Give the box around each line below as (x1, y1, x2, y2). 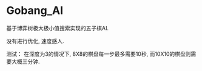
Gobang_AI (6, 4, 64, 18)
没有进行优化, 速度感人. (6, 37, 65, 44)
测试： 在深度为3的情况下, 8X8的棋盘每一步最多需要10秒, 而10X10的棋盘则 (6, 50, 191, 58)
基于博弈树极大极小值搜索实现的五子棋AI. (6, 24, 109, 32)
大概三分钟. (11, 58, 41, 65)
